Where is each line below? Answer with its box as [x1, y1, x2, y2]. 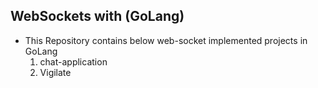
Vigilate [39, 66, 72, 78]
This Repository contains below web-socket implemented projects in [24, 34, 308, 46]
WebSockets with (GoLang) [10, 8, 185, 25]
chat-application [39, 55, 108, 68]
